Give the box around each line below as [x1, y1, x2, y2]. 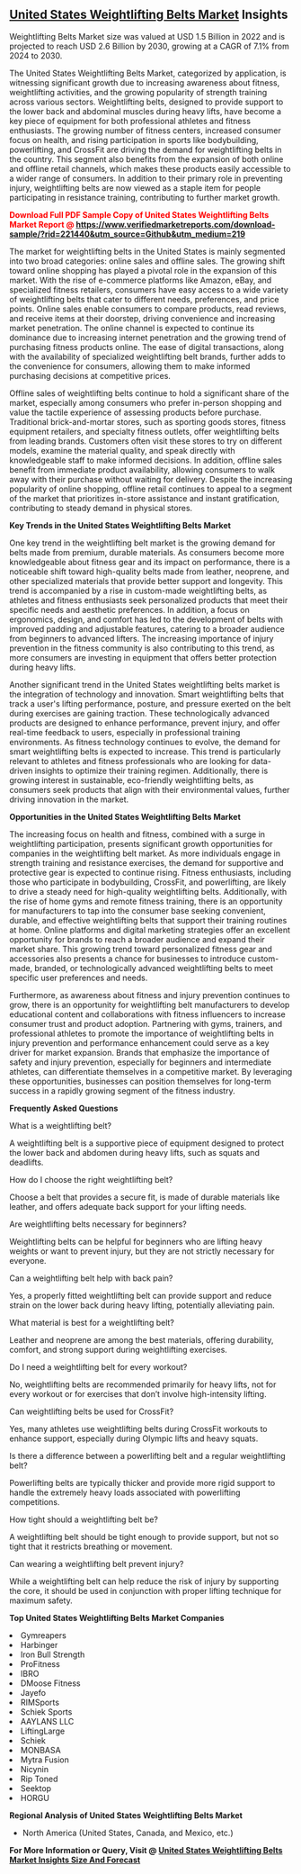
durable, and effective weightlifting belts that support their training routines [9, 914, 288, 925]
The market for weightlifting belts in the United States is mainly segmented [9, 246, 286, 257]
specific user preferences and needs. [9, 972, 148, 983]
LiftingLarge [21, 1725, 66, 1736]
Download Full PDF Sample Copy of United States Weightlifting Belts [9, 209, 270, 220]
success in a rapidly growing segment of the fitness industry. [9, 1085, 235, 1096]
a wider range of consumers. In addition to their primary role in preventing [9, 173, 283, 184]
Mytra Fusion [21, 1754, 69, 1765]
